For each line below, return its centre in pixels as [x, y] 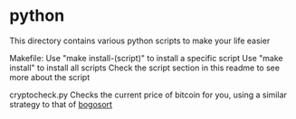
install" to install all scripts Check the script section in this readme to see [145, 68]
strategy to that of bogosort [61, 104]
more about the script [50, 77]
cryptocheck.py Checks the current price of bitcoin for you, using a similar [148, 95]
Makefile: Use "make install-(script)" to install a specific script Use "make [146, 58]
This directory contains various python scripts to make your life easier [140, 41]
